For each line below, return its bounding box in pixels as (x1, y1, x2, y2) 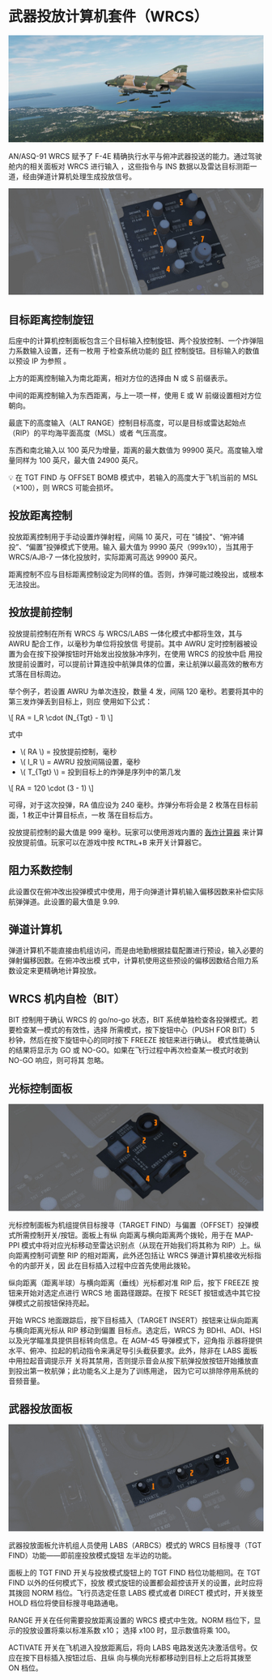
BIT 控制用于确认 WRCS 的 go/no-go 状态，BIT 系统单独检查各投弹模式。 (8, 1015, 252, 1025)
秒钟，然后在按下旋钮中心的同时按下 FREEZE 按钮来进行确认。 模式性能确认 (8, 1035, 261, 1045)
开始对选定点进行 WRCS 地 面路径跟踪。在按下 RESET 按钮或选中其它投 (22, 1288, 261, 1297)
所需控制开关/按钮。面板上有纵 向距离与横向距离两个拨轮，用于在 (15, 1230, 233, 1240)
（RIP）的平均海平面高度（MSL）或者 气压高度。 (8, 428, 172, 438)
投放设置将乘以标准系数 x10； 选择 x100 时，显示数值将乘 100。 (22, 1626, 235, 1635)
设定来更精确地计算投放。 (15, 966, 101, 975)
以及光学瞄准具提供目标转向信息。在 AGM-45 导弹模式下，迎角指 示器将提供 (8, 1335, 263, 1345)
